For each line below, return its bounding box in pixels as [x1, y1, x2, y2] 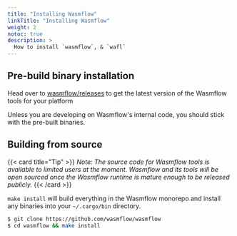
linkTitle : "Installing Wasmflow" [7, 17, 111, 24]
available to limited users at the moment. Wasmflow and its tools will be [7, 165, 219, 173]
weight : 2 [7, 24, 37, 31]
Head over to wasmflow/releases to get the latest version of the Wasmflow [7, 88, 227, 97]
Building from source [7, 138, 103, 150]
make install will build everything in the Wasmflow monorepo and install [7, 194, 221, 202]
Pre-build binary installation [7, 70, 134, 82]
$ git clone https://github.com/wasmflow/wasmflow [7, 215, 161, 222]
